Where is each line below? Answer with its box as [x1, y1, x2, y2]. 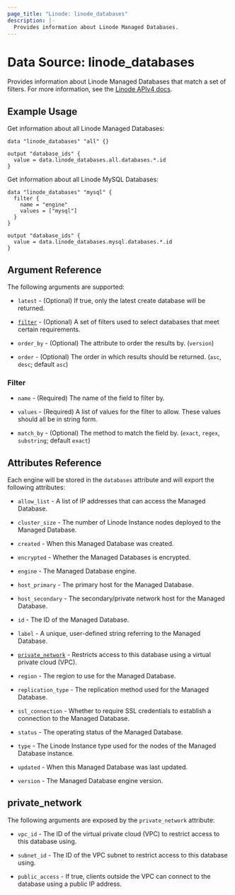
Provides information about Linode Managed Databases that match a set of [7, 77, 227, 86]
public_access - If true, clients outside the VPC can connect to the [17, 872, 211, 880]
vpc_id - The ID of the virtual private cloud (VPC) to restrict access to [17, 829, 220, 838]
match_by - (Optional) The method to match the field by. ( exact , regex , [17, 429, 220, 438]
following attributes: [7, 483, 66, 492]
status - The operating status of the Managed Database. [17, 728, 183, 736]
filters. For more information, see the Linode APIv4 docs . [7, 85, 173, 93]
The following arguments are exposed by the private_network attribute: [7, 816, 215, 824]
